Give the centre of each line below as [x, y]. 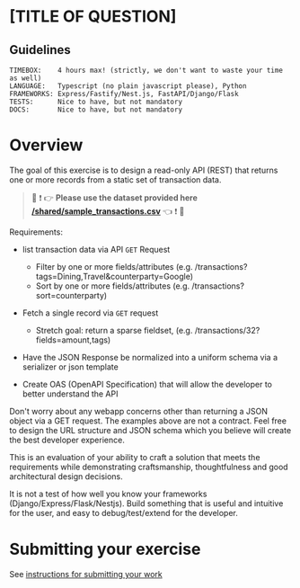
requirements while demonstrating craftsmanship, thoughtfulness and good [149, 467]
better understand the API [70, 394]
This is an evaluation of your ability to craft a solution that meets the [135, 457]
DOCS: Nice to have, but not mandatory [96, 110]
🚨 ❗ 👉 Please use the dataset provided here [114, 197]
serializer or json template [70, 367]
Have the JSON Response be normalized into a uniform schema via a [150, 357]
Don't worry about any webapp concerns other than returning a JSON [138, 411]
